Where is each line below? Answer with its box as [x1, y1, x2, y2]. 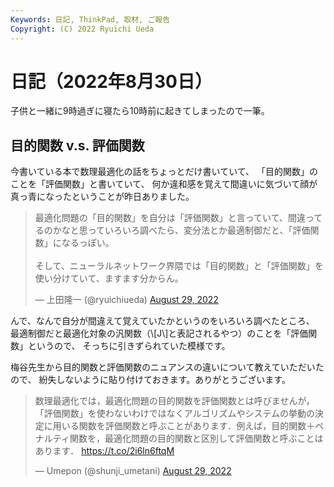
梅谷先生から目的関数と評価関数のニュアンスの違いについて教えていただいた [10, 361, 325, 373]
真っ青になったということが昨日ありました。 [10, 191, 195, 203]
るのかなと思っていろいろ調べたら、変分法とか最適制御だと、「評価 [34, 224, 311, 236]
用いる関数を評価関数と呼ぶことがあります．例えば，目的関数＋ [52, 420, 316, 432]
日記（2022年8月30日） [10, 70, 213, 93]
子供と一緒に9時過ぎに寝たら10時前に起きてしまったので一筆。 [10, 105, 270, 117]
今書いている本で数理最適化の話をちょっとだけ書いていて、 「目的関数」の [10, 166, 318, 178]
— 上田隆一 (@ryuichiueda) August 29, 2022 [34, 294, 219, 306]
